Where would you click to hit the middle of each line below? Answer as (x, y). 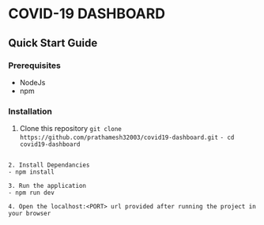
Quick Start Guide (53, 43)
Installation (30, 111)
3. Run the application (47, 186)
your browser (30, 214)
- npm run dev (32, 193)
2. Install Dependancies (49, 165)
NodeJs (32, 82)
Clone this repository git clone (71, 129)
